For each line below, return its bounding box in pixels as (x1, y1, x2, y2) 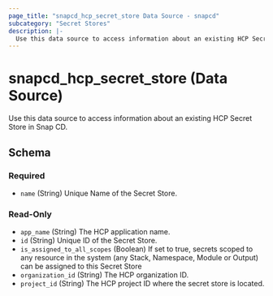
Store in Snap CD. (8, 122, 67, 132)
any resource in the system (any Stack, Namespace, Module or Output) (19, 253, 258, 263)
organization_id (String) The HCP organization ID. (19, 270, 189, 280)
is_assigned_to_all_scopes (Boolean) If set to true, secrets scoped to (19, 244, 253, 254)
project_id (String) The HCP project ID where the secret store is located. (19, 279, 265, 289)
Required (8, 169, 45, 181)
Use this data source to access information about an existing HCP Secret (8, 114, 253, 123)
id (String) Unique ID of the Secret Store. (19, 236, 158, 246)
